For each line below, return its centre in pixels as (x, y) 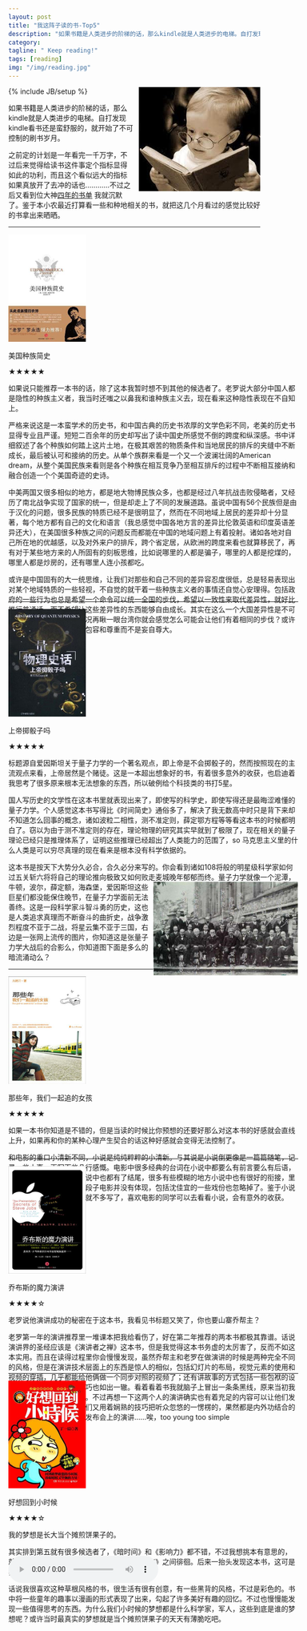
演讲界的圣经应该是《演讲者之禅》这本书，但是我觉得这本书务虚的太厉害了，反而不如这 (152, 1347)
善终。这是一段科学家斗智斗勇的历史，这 (75, 907)
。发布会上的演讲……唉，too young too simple (126, 1416)
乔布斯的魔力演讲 (36, 1287)
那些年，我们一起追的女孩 (50, 1098)
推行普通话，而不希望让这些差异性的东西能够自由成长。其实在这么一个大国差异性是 (145, 609)
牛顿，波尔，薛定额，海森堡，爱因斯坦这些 (78, 887)
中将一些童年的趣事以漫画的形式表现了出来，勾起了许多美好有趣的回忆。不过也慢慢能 (148, 1598)
